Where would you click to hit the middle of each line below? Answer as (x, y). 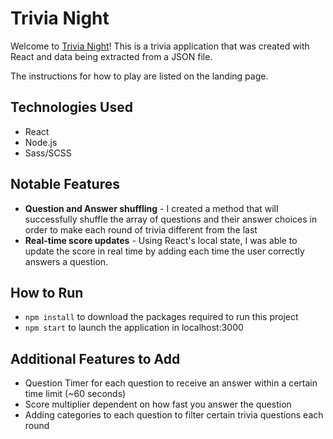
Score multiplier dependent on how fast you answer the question (158, 404)
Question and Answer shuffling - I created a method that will (151, 208)
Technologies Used (71, 107)
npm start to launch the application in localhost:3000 (134, 328)
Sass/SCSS (48, 153)
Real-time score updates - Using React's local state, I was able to (161, 240)
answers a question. (66, 261)
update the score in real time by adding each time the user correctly (164, 251)
